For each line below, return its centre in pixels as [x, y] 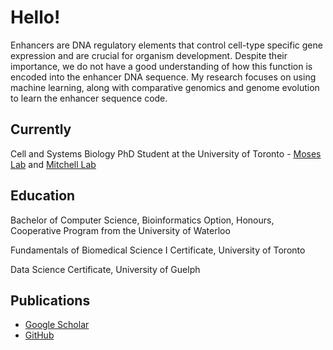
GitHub [39, 335]
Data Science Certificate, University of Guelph [105, 269]
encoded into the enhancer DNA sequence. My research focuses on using [163, 77]
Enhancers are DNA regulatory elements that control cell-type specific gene [166, 45]
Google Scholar [57, 325]
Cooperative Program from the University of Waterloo [120, 230]
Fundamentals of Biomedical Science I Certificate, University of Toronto [158, 250]
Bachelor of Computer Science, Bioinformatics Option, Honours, [142, 220]
